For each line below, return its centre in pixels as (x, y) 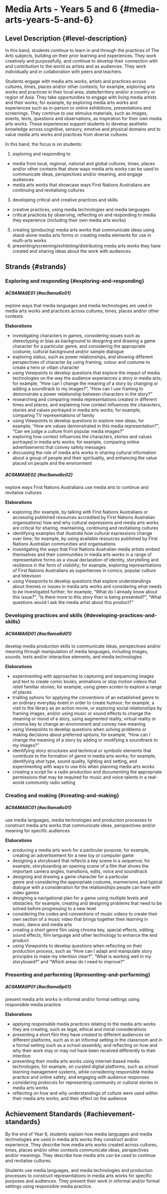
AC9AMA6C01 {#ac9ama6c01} (39, 807)
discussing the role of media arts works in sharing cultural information (84, 453)
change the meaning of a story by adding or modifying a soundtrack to (85, 740)
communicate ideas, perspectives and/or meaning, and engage (78, 174)
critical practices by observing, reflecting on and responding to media (84, 215)
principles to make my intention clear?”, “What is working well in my (82, 956)
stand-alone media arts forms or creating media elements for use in (82, 235)
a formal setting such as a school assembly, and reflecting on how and (85, 1045)
